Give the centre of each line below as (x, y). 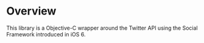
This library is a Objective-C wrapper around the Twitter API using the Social (102, 28)
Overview (31, 11)
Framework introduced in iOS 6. (46, 34)
